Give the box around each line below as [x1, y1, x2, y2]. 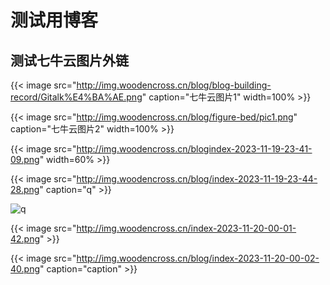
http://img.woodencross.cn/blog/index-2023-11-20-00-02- [76, 252, 320, 264]
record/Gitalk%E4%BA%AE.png [10, 91, 143, 103]
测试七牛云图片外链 [10, 52, 129, 69]
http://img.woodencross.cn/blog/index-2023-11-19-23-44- [76, 173, 318, 185]
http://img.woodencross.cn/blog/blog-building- [76, 79, 272, 91]
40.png [10, 263, 40, 275]
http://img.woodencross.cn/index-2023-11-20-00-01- [76, 222, 297, 234]
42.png [10, 233, 41, 245]
